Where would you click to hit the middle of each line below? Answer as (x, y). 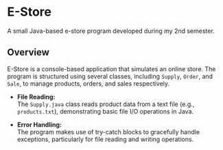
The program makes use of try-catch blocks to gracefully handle (108, 132)
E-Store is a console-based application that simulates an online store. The (111, 68)
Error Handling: (39, 125)
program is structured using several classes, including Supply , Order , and (110, 76)
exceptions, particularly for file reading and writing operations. (105, 139)
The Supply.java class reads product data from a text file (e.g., (106, 104)
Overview (28, 52)
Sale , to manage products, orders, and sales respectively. (89, 84)
